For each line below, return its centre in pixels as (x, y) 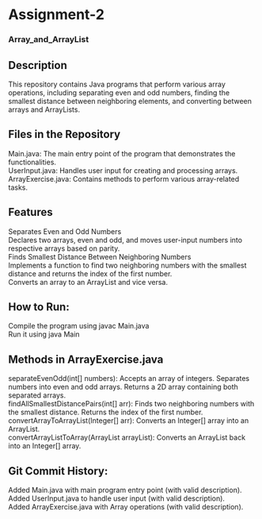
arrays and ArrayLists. (44, 110)
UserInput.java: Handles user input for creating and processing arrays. (123, 170)
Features (30, 212)
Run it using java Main (44, 334)
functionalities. (32, 162)
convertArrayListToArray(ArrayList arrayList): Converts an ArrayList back (127, 437)
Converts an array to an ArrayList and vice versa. (88, 282)
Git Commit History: (58, 471)
